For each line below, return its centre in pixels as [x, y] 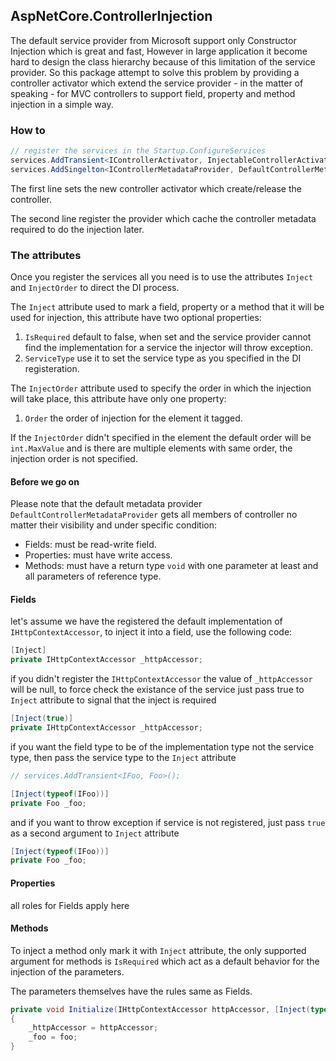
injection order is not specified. [74, 459]
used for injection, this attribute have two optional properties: [136, 318]
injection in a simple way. [62, 104]
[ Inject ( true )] [42, 719]
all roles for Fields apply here [70, 905]
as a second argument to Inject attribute [95, 833]
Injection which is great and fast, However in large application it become [159, 51]
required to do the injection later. [77, 229]
